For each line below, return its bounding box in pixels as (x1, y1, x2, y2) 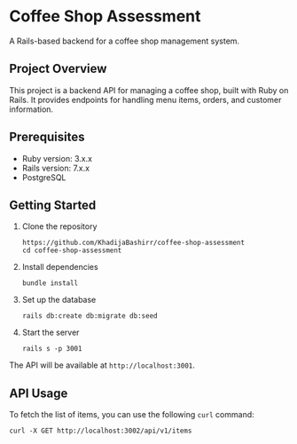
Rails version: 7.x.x (21, 163, 90, 173)
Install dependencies (21, 262, 99, 273)
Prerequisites (9, 130, 85, 145)
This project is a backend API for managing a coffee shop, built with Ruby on (9, 84, 289, 95)
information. (9, 104, 54, 115)
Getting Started (9, 197, 97, 212)
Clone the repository (21, 221, 98, 232)
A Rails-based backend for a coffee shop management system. (9, 36, 240, 46)
